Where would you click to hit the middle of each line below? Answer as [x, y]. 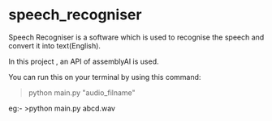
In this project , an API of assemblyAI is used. [84, 61]
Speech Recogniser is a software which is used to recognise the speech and [136, 37]
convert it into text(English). [55, 45]
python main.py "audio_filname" [82, 92]
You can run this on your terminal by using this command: [105, 77]
